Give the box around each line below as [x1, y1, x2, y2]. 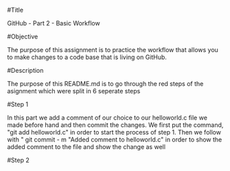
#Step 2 [7, 156, 30, 164]
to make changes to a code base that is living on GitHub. [7, 53, 167, 61]
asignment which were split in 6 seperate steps [7, 87, 141, 95]
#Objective [7, 32, 38, 41]
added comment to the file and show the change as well [7, 143, 166, 150]
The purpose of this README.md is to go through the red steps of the [7, 80, 204, 88]
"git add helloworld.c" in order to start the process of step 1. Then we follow [7, 128, 222, 136]
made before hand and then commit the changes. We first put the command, [7, 121, 224, 129]
